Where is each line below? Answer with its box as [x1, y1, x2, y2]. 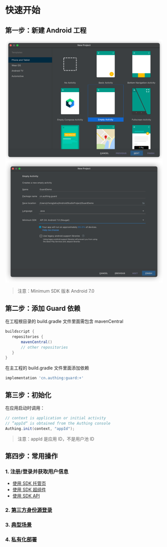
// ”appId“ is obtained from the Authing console [5, 421, 111, 426]
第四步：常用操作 [5, 452, 58, 460]
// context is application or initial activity [5, 415, 106, 420]
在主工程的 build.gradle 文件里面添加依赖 [5, 365, 89, 371]
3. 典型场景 [5, 521, 32, 528]
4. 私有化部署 [5, 536, 37, 543]
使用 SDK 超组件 [12, 486, 46, 493]
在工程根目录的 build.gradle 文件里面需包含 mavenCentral [5, 318, 123, 324]
